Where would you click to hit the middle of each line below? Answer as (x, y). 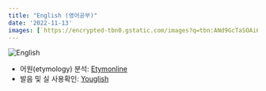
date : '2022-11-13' (40, 23)
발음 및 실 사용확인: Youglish (64, 79)
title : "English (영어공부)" (53, 15)
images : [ (25, 30)
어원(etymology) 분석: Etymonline (74, 69)
